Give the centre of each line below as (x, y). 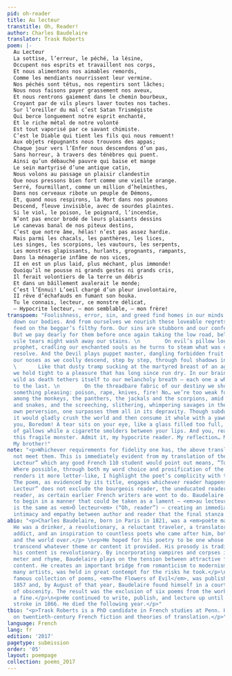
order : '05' (24, 649)
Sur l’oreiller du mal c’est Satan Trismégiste (83, 110)
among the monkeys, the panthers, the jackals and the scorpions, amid (119, 399)
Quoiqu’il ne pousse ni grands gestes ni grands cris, (94, 270)
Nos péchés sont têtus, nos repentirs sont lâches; (89, 84)
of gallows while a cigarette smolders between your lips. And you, (114, 431)
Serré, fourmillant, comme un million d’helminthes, (91, 187)
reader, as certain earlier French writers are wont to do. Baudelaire (119, 495)
